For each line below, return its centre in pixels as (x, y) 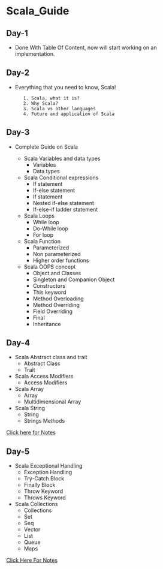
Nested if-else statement (64, 203)
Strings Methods (44, 421)
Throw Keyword (43, 491)
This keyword (49, 292)
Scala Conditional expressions (61, 177)
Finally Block (40, 485)
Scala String (30, 408)
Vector (32, 529)
